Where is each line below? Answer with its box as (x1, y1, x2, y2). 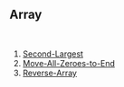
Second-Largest (22, 48, 84, 59)
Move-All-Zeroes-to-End (22, 57, 116, 68)
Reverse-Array (22, 67, 77, 78)
